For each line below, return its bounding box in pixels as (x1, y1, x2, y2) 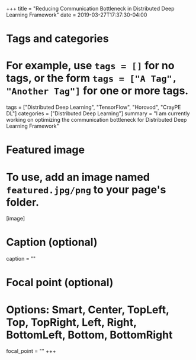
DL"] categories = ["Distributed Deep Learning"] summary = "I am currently (6, 110, 190, 117)
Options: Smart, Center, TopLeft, (6, 303, 169, 316)
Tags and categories (6, 32, 109, 46)
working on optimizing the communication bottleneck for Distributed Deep (6, 116, 187, 124)
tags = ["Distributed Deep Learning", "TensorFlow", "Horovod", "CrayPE (6, 103, 181, 111)
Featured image (6, 143, 85, 157)
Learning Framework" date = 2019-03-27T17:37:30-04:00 (6, 11, 147, 18)
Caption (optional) (6, 236, 98, 249)
